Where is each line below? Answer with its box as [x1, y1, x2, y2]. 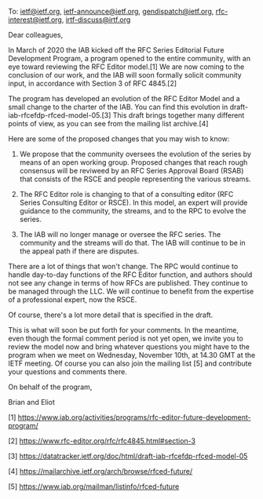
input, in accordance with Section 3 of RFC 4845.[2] [8, 78, 177, 88]
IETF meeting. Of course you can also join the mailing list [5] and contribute [8, 359, 253, 368]
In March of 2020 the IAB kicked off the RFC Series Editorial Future [8, 46, 225, 54]
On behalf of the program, [8, 382, 93, 392]
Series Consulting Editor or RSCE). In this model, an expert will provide [19, 198, 248, 207]
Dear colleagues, [8, 31, 64, 39]
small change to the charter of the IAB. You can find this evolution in [8, 102, 228, 111]
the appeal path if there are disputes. [19, 246, 140, 256]
